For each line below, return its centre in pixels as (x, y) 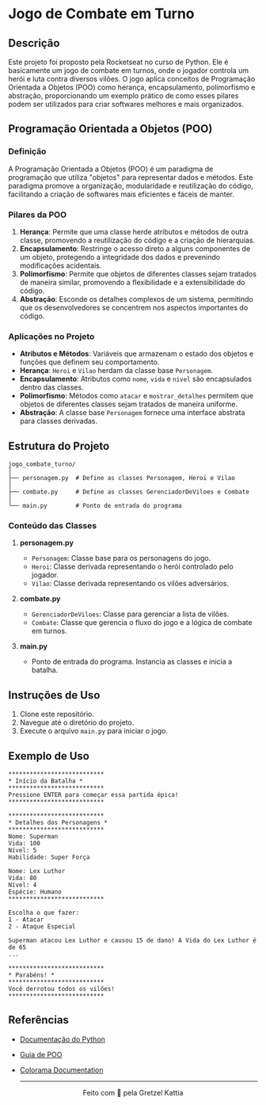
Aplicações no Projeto (51, 336)
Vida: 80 (23, 878)
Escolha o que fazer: (44, 913)
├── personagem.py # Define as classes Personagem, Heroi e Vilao (122, 478)
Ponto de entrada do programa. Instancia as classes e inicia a (132, 661)
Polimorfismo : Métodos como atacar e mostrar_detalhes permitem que (137, 396)
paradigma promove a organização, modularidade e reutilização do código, (131, 185)
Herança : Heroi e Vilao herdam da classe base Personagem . (116, 371)
